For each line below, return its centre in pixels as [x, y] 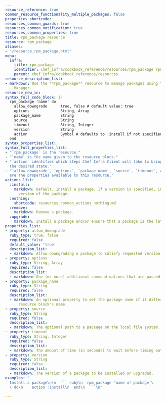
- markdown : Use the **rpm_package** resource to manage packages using [82, 83]
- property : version [26, 355]
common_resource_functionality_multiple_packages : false [65, 14]
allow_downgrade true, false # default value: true [74, 106]
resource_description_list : [34, 79]
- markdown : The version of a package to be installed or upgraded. [82, 373]
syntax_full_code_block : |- [34, 97]
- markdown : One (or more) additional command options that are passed [85, 277]
